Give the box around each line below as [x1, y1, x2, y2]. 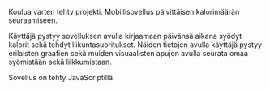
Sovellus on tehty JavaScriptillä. [8, 73, 115, 82]
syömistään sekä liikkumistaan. [8, 57, 112, 66]
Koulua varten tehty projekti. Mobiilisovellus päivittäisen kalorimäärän [8, 7, 240, 16]
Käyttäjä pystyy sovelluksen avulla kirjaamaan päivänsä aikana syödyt [8, 32, 242, 41]
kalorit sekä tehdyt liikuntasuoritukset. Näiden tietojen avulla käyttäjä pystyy [8, 40, 262, 49]
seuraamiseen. [8, 15, 58, 25]
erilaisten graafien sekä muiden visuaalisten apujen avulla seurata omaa [8, 49, 249, 58]
